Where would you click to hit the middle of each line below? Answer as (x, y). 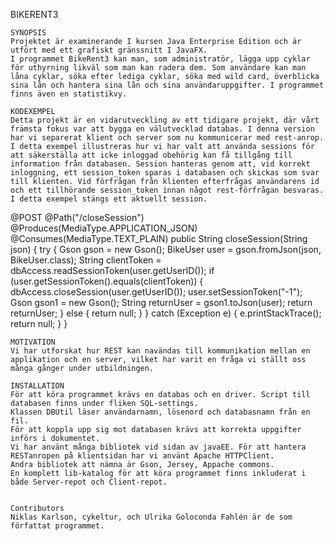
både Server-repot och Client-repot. (89, 482)
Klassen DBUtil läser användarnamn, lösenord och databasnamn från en (160, 412)
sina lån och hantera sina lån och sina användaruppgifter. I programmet (167, 85)
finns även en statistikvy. (69, 94)
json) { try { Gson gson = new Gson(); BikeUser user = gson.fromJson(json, (166, 249)
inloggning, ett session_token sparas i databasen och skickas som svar (165, 173)
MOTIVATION (33, 342)
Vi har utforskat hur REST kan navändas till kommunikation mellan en (160, 351)
